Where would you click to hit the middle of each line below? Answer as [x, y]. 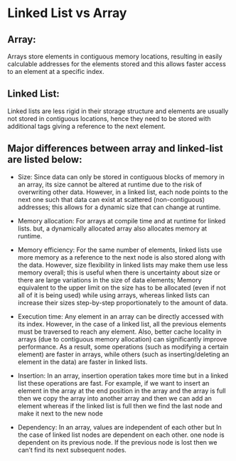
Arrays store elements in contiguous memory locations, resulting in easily [115, 56]
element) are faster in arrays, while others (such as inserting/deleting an [123, 354]
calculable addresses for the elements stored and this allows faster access [117, 64]
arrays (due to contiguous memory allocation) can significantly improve [122, 339]
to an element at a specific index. [56, 71]
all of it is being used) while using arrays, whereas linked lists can [113, 295]
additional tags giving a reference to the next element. [86, 126]
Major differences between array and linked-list [116, 148]
